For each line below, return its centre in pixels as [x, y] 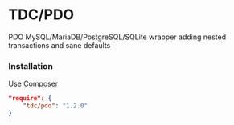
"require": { [30, 99]
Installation [31, 66]
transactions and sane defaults [60, 45]
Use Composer [33, 84]
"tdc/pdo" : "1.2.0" [55, 106]
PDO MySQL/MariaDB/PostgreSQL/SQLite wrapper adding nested [117, 37]
